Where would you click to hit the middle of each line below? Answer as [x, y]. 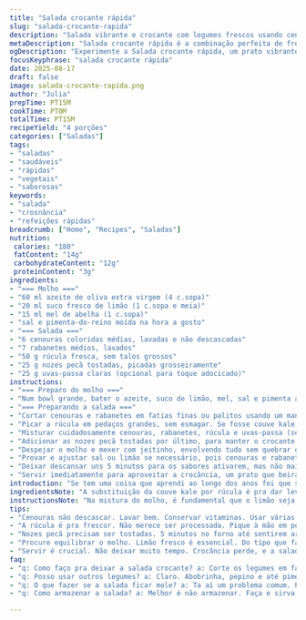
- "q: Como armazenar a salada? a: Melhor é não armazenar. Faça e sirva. [154, 594]
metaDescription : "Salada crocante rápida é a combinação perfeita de [146, 43]
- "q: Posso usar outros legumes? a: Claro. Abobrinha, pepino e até [144, 576]
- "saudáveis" [36, 162]
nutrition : [30, 238]
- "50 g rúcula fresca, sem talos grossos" [93, 356]
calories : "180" [44, 247]
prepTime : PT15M [40, 102]
